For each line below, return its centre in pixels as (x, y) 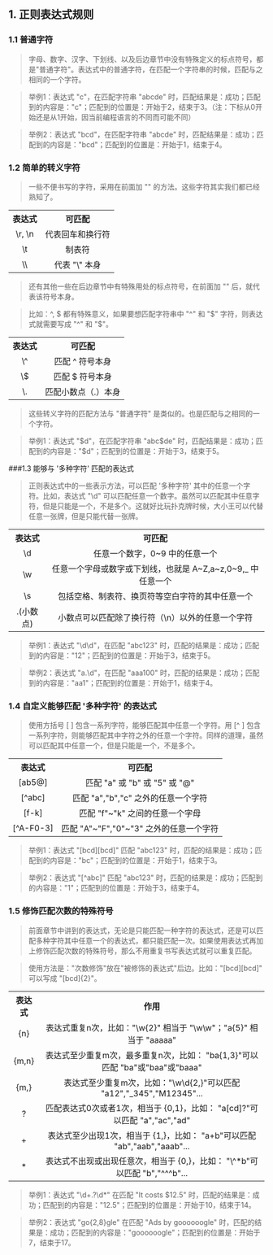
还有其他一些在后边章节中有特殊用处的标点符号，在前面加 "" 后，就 (141, 286)
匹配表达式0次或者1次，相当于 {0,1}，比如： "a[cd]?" (148, 1108)
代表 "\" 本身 (78, 264)
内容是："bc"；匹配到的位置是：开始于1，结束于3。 (136, 861)
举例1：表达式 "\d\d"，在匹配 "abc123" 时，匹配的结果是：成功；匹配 (144, 645)
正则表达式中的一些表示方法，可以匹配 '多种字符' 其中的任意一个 (136, 486)
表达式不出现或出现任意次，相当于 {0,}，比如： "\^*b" (147, 1161)
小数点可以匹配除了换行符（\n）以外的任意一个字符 (156, 617)
